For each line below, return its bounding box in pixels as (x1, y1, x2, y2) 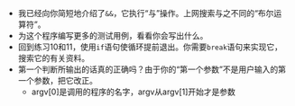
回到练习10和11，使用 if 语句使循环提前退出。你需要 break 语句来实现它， (17, 41, 282, 52)
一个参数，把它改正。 (17, 75, 97, 85)
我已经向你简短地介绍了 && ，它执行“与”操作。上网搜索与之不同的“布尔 (17, 8, 274, 18)
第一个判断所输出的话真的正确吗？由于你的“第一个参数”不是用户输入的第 (17, 64, 287, 75)
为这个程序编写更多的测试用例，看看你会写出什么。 (17, 31, 208, 40)
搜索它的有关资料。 (17, 53, 90, 63)
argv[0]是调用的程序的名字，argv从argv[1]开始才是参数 (31, 86, 236, 97)
